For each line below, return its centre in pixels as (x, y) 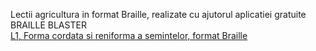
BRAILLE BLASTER (48, 25)
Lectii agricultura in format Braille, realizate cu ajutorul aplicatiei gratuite (158, 14)
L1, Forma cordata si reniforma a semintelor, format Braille (129, 35)
